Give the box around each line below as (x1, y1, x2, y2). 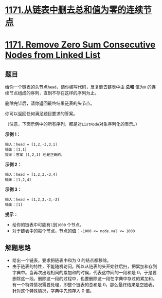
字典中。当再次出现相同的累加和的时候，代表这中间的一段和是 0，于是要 (12, 270, 157, 275)
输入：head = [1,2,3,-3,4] (5, 172, 57, 177)
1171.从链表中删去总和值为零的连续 (5, 4, 144, 16)
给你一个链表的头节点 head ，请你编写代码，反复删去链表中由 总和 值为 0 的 (5, 84, 152, 90)
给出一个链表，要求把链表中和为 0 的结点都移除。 (12, 258, 111, 263)
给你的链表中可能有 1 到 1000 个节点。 (12, 222, 84, 228)
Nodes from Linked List (5, 50, 101, 61)
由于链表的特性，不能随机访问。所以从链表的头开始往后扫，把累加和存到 (12, 263, 157, 269)
